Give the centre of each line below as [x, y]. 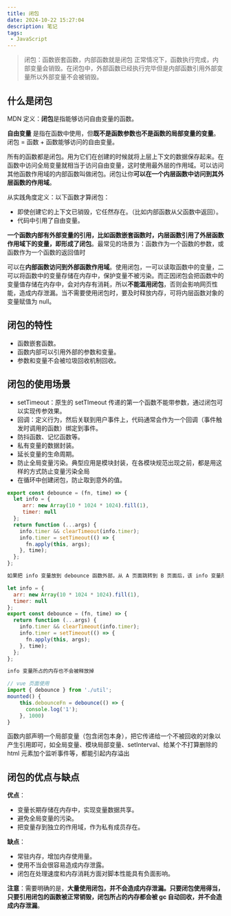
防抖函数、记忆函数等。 [50, 437]
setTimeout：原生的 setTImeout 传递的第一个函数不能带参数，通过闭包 [117, 402]
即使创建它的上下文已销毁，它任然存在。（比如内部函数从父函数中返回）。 [119, 212]
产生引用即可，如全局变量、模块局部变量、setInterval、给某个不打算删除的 [112, 745]
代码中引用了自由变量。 [50, 220]
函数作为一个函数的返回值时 [46, 252]
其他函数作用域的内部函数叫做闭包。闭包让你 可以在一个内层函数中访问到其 [112, 174]
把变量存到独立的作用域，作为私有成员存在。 [80, 827]
